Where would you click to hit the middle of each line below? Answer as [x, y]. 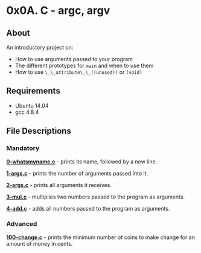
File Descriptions [39, 131]
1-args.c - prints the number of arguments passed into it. [77, 173]
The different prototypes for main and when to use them [84, 65]
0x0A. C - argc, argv [58, 11]
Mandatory [23, 148]
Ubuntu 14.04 [32, 105]
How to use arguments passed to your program [74, 59]
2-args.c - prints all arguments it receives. [59, 185]
